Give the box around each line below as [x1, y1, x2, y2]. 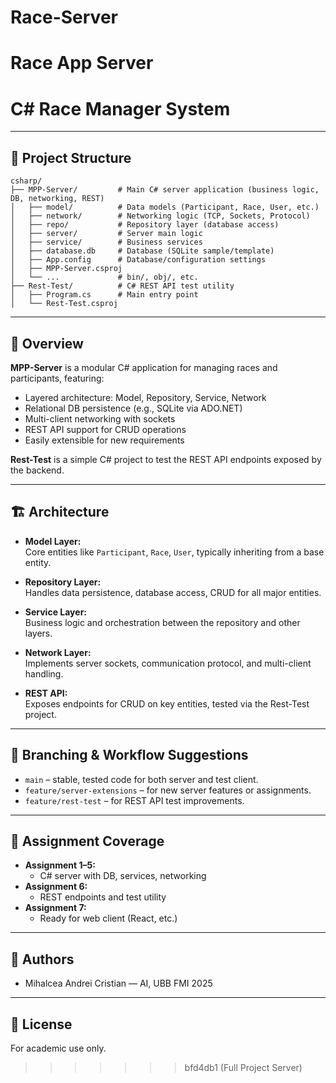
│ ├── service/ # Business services [10, 237, 203, 248]
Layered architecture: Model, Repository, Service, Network [24, 391, 267, 403]
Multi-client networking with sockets [24, 412, 176, 425]
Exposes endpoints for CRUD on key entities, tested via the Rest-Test [24, 697, 310, 710]
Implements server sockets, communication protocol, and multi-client [24, 657, 312, 669]
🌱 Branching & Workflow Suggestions [10, 747, 249, 764]
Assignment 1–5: [24, 859, 96, 871]
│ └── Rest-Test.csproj [10, 299, 118, 309]
